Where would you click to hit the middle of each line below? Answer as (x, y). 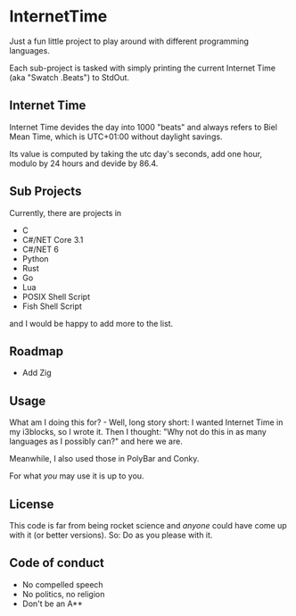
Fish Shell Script (52, 306)
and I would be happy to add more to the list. (91, 323)
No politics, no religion (63, 594)
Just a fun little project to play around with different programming (129, 41)
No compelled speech (63, 584)
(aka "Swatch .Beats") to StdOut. (70, 77)
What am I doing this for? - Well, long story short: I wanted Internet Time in (146, 422)
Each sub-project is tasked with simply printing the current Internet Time (143, 68)
